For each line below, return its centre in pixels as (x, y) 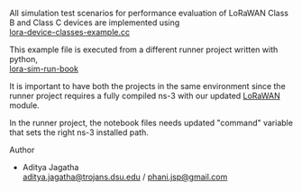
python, (23, 59)
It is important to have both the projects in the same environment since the (147, 86)
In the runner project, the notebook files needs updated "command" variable (151, 123)
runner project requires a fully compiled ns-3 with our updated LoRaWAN (145, 95)
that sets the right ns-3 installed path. (79, 132)
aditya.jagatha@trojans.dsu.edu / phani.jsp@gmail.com (125, 177)
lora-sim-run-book (44, 68)
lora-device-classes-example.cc (70, 32)
